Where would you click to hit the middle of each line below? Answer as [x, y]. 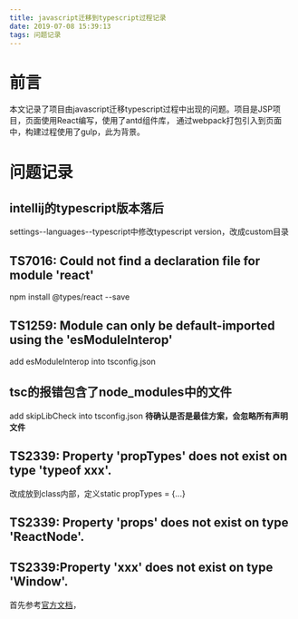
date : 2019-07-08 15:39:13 [60, 26]
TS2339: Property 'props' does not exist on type [149, 522]
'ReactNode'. [47, 536]
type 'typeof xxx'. [61, 471]
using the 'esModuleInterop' [91, 340]
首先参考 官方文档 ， [45, 604]
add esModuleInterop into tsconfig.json [83, 361]
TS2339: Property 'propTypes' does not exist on [149, 456]
